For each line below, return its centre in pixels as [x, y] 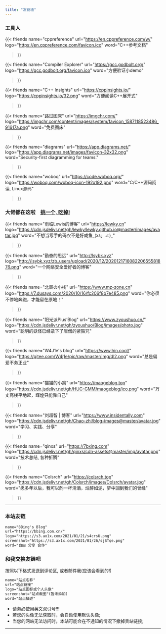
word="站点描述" [20, 598]
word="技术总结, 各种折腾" [32, 457]
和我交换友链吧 [23, 559]
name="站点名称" [20, 580]
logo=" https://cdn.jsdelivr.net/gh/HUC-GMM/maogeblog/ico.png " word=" [80, 389]
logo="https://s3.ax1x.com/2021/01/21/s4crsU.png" [58, 536]
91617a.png [17, 127]
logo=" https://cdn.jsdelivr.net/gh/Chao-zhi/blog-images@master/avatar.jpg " [83, 421]
